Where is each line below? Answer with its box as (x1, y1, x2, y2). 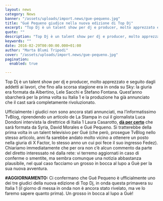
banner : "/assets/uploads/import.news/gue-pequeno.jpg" (5, 16, 120, 21)
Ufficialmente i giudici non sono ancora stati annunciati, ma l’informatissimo (5, 109, 156, 115)
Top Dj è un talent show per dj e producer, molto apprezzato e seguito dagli (5, 79, 156, 85)
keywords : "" (5, 39, 32, 44)
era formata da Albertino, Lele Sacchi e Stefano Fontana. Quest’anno (5, 89, 142, 95)
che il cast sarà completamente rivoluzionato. (5, 100, 96, 105)
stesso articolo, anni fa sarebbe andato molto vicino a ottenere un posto (5, 134, 149, 141)
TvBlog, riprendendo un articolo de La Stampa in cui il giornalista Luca (5, 114, 146, 120)
